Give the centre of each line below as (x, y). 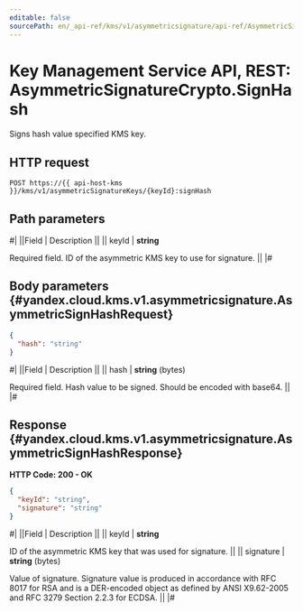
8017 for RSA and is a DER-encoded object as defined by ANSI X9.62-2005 (149, 588)
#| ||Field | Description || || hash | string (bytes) (98, 369)
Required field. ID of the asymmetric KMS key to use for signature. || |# (141, 258)
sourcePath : (32, 26)
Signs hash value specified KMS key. (78, 134)
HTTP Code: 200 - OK (51, 475)
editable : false (40, 18)
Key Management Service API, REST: (150, 71)
